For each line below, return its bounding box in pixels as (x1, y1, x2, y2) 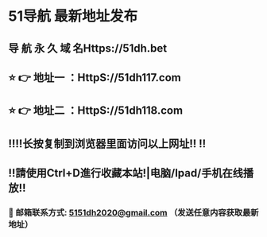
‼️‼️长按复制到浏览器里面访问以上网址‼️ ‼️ (8, 137, 207, 150)
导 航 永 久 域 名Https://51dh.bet (8, 41, 168, 55)
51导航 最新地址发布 (8, 7, 138, 25)
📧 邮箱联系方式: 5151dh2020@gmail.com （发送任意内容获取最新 (8, 208, 259, 219)
